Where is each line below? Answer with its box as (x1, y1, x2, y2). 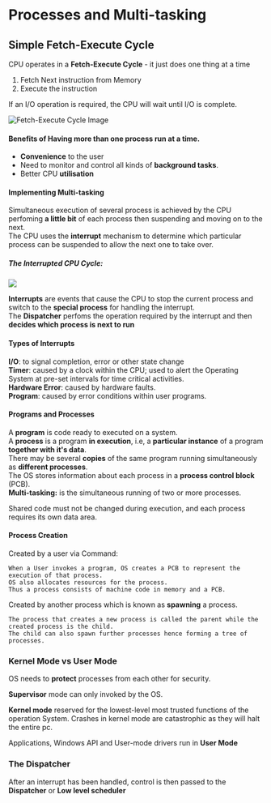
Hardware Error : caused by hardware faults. (8, 382, 156, 392)
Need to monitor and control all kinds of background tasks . (19, 160, 218, 170)
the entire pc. (8, 723, 53, 733)
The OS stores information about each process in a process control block (8, 470, 255, 480)
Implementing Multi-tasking (8, 187, 105, 197)
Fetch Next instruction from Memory (19, 75, 142, 84)
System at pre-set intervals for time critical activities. (8, 374, 184, 383)
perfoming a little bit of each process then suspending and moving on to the (8, 214, 263, 224)
